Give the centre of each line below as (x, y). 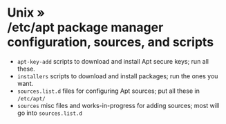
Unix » (26, 13)
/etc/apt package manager (85, 27)
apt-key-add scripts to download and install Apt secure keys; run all (113, 61)
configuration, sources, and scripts (111, 42)
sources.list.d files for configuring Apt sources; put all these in (109, 91)
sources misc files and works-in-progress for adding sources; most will (118, 105)
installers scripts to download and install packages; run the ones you (117, 76)
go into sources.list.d (50, 113)
